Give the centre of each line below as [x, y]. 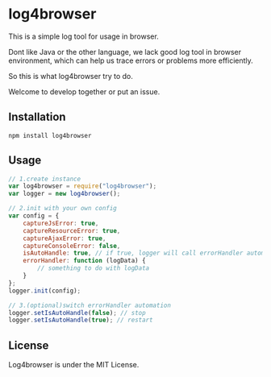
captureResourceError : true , [72, 230]
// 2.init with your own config [63, 209]
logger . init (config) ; [45, 291]
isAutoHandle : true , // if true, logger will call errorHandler [133, 253]
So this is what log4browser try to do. [71, 76]
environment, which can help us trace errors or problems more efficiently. [131, 60]
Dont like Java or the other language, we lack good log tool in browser [125, 52]
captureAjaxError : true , [65, 238]
